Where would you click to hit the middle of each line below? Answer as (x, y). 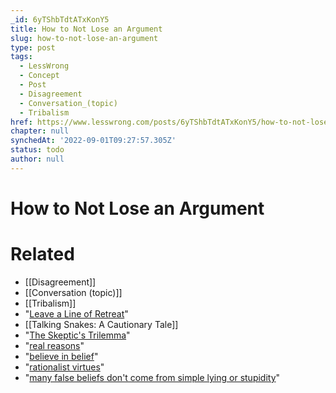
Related (42, 254)
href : (21, 122)
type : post (33, 47)
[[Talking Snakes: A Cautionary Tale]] (101, 324)
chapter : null (40, 131)
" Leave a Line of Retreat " (76, 313)
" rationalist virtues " (64, 367)
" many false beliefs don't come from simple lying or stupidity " (152, 377)
